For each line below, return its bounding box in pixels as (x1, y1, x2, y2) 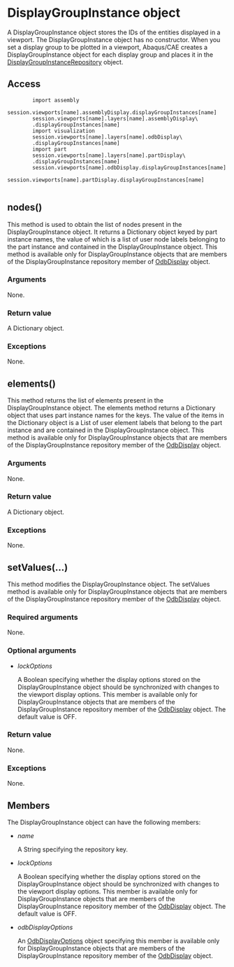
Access (7, 78, 41, 90)
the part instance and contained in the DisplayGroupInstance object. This (7, 242, 218, 251)
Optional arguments (7, 646, 77, 655)
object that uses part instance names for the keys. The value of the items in (7, 411, 225, 419)
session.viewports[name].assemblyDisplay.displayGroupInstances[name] (7, 109, 217, 116)
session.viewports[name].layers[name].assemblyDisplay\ (32, 115, 198, 122)
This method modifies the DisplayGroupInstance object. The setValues (7, 580, 210, 588)
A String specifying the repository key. (17, 845, 128, 854)
